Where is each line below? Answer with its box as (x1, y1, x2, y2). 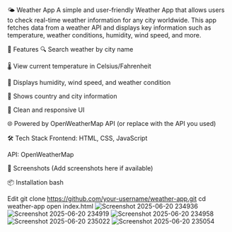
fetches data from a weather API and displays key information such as (7, 23, 211, 32)
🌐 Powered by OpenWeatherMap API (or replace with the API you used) (7, 120, 216, 127)
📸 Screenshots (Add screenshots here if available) (7, 164, 153, 172)
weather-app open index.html (7, 202, 94, 210)
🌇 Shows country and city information (7, 92, 117, 100)
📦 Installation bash (7, 178, 64, 186)
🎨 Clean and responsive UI (7, 105, 85, 114)
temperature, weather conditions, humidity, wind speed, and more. (7, 31, 202, 39)
